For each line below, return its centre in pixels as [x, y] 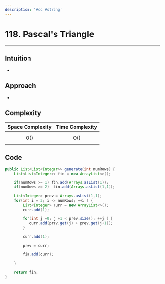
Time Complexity [77, 127]
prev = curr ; [36, 246]
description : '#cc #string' [34, 10]
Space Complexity [29, 127]
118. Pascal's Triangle [50, 34]
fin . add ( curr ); [38, 254]
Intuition [18, 58]
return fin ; [26, 272]
